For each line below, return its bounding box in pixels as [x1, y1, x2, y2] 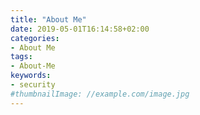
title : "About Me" [10, 14, 87, 25]
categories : [10, 33, 60, 43]
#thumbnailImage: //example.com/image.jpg [10, 89, 190, 99]
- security [10, 80, 56, 90]
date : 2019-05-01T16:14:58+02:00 [10, 24, 150, 34]
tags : [10, 52, 33, 62]
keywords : [10, 71, 52, 81]
